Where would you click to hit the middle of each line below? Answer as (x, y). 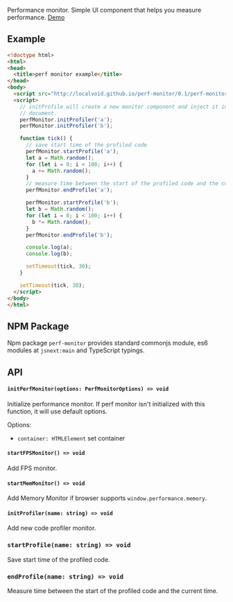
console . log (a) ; (49, 248)
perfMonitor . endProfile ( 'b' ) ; (69, 235)
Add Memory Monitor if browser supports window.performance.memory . (107, 498)
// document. (38, 113)
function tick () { (46, 139)
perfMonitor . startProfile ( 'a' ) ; (72, 152)
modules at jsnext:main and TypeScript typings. (76, 350)
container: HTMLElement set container (71, 438)
